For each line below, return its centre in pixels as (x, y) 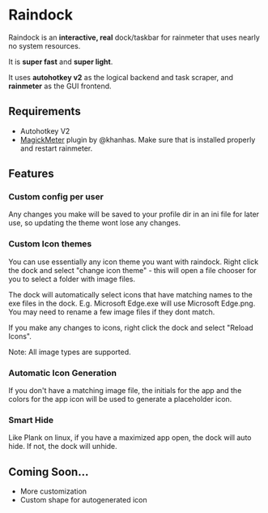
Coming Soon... (49, 472)
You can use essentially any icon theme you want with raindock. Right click (134, 262)
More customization (53, 491)
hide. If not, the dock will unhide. (63, 447)
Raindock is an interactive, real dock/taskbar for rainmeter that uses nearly (134, 37)
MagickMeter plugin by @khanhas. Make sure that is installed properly (138, 139)
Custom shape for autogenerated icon (83, 500)
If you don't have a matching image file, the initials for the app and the (125, 391)
